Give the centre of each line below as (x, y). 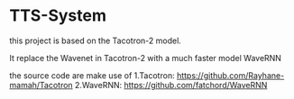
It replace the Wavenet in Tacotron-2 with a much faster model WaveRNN (146, 58)
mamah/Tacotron (41, 85)
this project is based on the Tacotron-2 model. (96, 40)
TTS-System (58, 16)
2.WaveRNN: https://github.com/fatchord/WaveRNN (171, 85)
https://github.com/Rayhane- (230, 75)
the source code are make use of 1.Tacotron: (92, 75)
